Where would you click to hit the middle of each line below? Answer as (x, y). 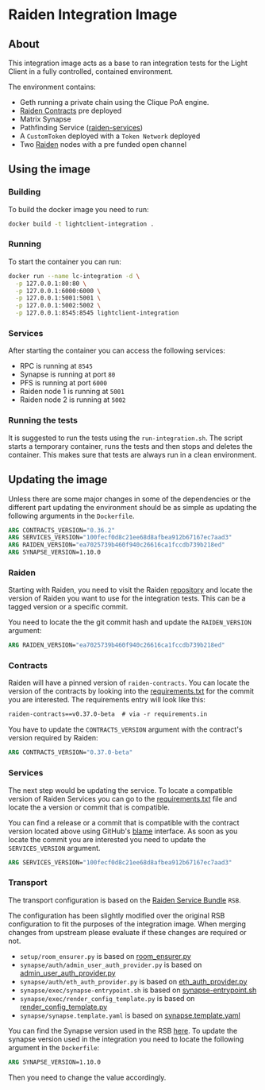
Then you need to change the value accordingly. (87, 1077)
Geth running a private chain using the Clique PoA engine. (114, 102)
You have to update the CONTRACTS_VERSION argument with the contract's (125, 729)
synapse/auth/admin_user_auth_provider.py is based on (111, 964)
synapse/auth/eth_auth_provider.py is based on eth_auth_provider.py (133, 981)
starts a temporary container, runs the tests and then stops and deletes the (131, 446)
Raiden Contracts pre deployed (71, 110)
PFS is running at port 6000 (63, 383)
